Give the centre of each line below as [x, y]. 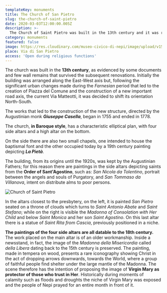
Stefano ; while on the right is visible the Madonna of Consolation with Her [81, 212]
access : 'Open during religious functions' [51, 56]
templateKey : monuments [30, 10]
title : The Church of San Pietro [40, 14]
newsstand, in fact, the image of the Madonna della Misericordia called [78, 243]
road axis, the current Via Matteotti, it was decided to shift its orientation [79, 96]
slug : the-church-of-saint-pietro [41, 19]
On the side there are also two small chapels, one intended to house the [79, 141]
